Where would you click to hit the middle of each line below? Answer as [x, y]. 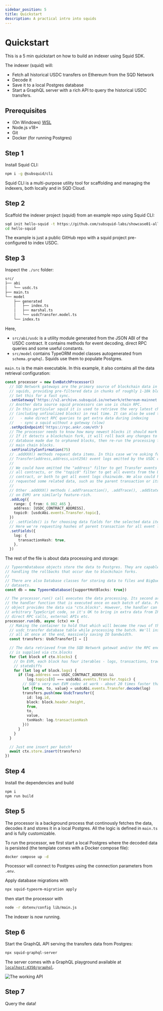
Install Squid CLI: [22, 165]
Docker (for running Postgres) [42, 138]
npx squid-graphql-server [31, 953]
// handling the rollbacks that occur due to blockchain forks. [71, 572]
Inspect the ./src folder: [29, 270]
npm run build [19, 796]
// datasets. [18, 585]
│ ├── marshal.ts [33, 310]
